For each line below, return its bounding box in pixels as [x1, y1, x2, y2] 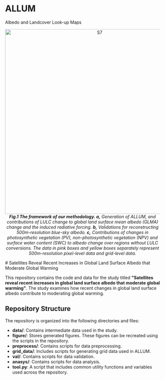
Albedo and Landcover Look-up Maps [5, 19, 82, 25]
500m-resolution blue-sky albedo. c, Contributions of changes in [16, 229, 149, 235]
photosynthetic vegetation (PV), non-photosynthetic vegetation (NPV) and [7, 235, 158, 241]
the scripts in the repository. [12, 338, 70, 344]
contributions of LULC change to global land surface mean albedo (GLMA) [6, 219, 159, 225]
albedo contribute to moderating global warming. [5, 290, 105, 296]
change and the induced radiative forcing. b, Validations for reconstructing [6, 224, 159, 230]
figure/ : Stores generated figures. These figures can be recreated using [12, 332, 158, 338]
